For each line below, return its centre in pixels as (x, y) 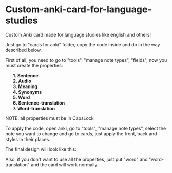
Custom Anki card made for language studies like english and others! (78, 34)
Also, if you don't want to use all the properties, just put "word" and (77, 159)
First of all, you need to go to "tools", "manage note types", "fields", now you (86, 60)
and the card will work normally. (64, 165)
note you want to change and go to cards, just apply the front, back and (81, 134)
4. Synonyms (27, 92)
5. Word (21, 97)
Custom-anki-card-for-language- (79, 10)
